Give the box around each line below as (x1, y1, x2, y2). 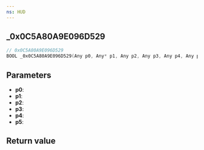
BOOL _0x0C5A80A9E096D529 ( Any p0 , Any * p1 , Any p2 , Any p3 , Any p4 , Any (6, 53, 194, 60)
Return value (6, 136, 56, 146)
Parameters (6, 70, 52, 80)
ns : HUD (6, 9, 26, 15)
